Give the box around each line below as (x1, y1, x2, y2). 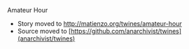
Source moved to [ (17, 27, 71, 35)
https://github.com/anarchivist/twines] (71, 27, 182, 35)
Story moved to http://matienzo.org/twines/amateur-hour (17, 20, 182, 27)
